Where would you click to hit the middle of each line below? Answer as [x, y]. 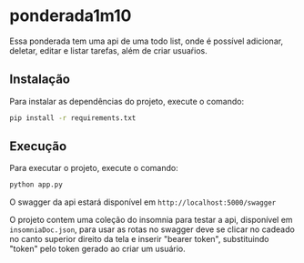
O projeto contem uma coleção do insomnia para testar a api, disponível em [151, 220]
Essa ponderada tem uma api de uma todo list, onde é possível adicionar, [147, 41]
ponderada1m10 [71, 16]
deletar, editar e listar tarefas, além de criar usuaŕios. [108, 50]
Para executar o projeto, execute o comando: [94, 168]
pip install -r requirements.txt [73, 118]
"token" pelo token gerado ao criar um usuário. [98, 249]
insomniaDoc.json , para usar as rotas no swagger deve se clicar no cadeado [152, 229]
